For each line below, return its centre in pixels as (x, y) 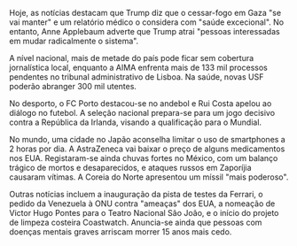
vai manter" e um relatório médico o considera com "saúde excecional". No (147, 22)
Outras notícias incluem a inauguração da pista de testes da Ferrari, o (136, 194)
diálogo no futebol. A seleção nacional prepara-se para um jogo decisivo (142, 113)
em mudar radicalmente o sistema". (74, 41)
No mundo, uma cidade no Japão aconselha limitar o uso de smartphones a (147, 139)
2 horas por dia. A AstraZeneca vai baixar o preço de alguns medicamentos (147, 149)
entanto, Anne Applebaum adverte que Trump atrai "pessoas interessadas (145, 31)
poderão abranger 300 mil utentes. (73, 86)
